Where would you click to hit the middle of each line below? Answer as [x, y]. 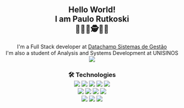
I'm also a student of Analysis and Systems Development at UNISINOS [92, 53]
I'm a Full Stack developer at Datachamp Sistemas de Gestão [92, 47]
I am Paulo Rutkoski [92, 19]
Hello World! [92, 10]
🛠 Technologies [92, 75]
